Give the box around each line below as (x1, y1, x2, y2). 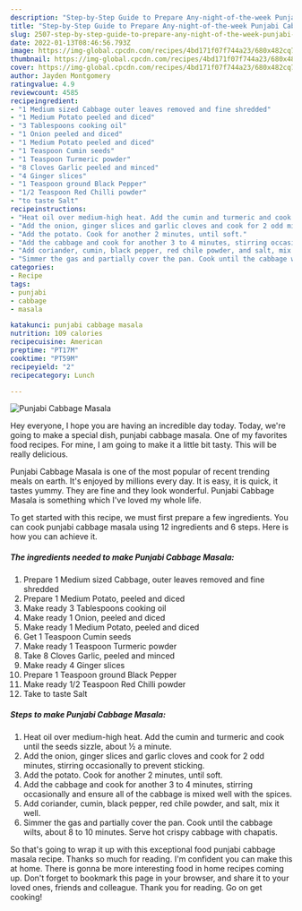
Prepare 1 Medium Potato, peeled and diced (22, 593, 186, 605)
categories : (10, 263, 55, 272)
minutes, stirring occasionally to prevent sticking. (22, 761, 205, 771)
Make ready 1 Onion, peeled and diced (22, 613, 166, 623)
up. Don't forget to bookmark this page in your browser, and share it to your (10, 872, 289, 883)
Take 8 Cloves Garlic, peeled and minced (22, 650, 176, 661)
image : (10, 47, 35, 56)
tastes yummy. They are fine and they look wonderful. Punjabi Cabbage (10, 486, 275, 496)
